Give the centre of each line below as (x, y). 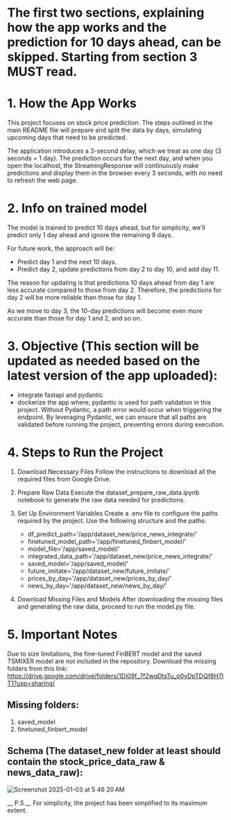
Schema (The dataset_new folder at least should (114, 751)
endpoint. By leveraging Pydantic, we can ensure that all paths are (112, 417)
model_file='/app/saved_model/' (74, 549)
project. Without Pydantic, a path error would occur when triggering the (119, 410)
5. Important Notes (62, 634)
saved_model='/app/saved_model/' (78, 563)
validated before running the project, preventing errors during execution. (121, 424)
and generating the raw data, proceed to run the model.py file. (106, 606)
